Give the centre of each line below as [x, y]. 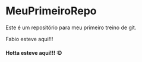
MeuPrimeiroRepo [51, 11]
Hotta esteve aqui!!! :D [34, 52]
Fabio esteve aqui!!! [29, 39]
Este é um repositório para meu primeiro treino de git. [71, 27]
